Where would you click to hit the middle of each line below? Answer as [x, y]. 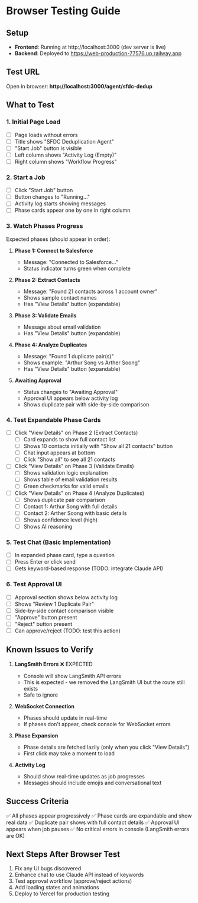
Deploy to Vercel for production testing [62, 894]
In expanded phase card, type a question [65, 555]
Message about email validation [62, 327]
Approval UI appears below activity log [71, 398]
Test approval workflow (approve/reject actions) [73, 881]
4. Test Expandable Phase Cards [53, 419]
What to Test [30, 105]
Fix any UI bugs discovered [48, 869]
